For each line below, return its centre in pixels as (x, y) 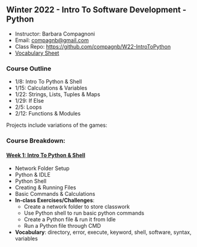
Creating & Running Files (45, 188)
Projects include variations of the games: (57, 125)
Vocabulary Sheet (37, 53)
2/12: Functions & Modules (48, 114)
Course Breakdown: (36, 141)
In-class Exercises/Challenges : (55, 200)
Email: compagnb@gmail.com (52, 40)
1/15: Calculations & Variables (51, 88)
